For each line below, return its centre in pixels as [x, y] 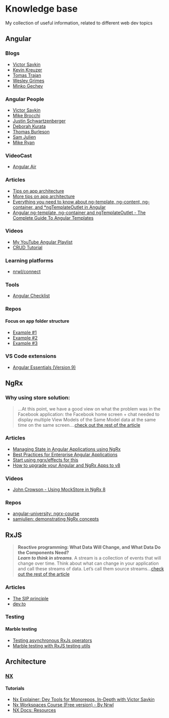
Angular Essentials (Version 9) [44, 367]
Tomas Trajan [27, 75]
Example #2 [25, 337]
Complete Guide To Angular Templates [53, 218]
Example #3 [25, 343]
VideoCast [19, 155]
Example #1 [25, 332]
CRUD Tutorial [27, 247]
